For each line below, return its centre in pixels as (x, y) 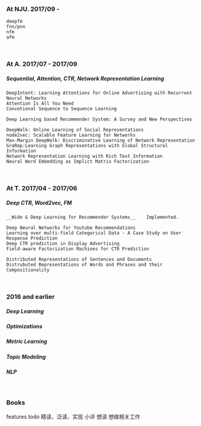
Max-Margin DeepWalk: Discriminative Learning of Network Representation (101, 140)
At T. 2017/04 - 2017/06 (42, 189)
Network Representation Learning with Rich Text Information (85, 156)
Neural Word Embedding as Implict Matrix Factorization (78, 161)
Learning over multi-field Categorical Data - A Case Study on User (94, 233)
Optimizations (24, 326)
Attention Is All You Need (40, 104)
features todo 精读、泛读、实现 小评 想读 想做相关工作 (73, 416)
